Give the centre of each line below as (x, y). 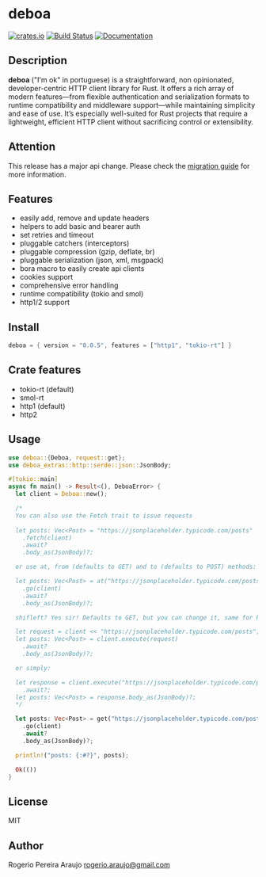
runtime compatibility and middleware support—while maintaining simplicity (132, 105)
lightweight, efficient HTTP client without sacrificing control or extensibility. (131, 122)
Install (24, 327)
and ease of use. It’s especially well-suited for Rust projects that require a (128, 113)
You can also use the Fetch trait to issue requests (104, 516)
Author (26, 846)
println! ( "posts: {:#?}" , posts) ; (72, 755)
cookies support (46, 277)
